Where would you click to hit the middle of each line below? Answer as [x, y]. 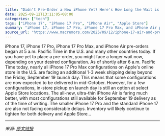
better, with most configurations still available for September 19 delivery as [81, 98]
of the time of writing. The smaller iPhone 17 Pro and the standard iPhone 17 [82, 103]
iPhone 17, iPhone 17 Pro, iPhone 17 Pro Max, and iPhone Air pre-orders [77, 46]
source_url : [17, 32]
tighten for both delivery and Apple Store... [48, 114]
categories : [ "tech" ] [27, 19]
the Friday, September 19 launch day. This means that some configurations [81, 77]
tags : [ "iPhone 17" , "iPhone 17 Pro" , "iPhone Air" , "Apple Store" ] [77, 23]
